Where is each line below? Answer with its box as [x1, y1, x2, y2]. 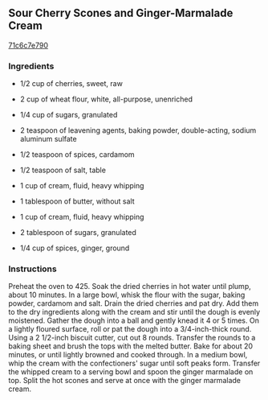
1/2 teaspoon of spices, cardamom [19, 150, 135, 159]
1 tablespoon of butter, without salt [19, 196, 135, 206]
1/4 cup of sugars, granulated [19, 110, 118, 120]
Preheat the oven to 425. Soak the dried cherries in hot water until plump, [8, 282, 251, 291]
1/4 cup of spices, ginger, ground [19, 243, 130, 253]
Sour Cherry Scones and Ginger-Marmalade [8, 6, 233, 20]
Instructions [8, 263, 58, 274]
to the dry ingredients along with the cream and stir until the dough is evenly [8, 307, 261, 317]
